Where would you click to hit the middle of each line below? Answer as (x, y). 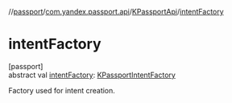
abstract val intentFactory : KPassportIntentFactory (92, 75)
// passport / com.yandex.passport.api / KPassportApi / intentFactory (116, 12)
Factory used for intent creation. (62, 90)
